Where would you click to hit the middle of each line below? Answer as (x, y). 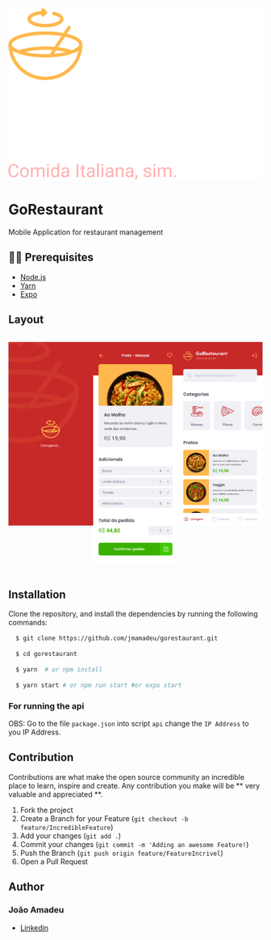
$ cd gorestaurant (47, 654)
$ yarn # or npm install (59, 669)
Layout (26, 320)
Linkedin (34, 927)
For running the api (46, 705)
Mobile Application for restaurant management (86, 232)
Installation (37, 594)
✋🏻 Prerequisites (51, 258)
